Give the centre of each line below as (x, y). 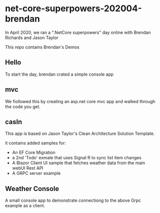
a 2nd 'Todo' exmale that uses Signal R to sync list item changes (77, 158)
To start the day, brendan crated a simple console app (59, 74)
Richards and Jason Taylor (32, 38)
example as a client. (25, 206)
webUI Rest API (28, 168)
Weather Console (32, 189)
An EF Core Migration (34, 152)
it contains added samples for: (36, 143)
